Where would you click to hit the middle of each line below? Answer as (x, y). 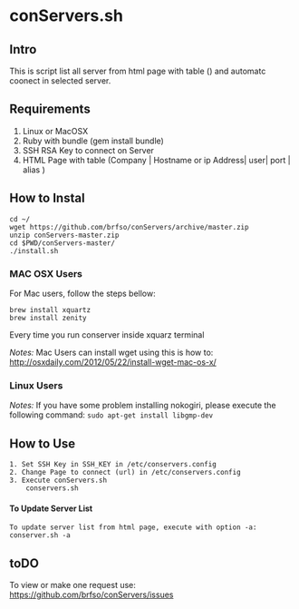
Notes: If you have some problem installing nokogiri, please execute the (143, 406)
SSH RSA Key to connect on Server (88, 150)
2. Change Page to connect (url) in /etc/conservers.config (125, 473)
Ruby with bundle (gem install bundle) (93, 141)
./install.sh (34, 250)
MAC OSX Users (46, 273)
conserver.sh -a (40, 535)
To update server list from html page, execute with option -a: (133, 527)
